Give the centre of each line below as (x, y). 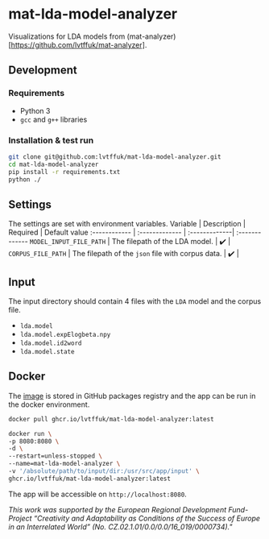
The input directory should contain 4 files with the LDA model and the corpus (135, 301)
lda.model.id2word (51, 343)
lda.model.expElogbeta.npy (65, 335)
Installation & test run (51, 140)
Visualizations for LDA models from (67, 36)
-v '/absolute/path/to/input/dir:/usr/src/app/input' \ (104, 471)
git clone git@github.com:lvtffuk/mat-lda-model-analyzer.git (115, 157)
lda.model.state (47, 352)
